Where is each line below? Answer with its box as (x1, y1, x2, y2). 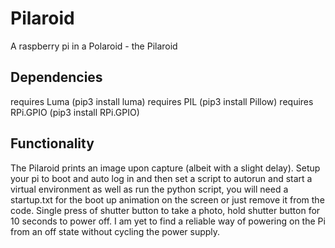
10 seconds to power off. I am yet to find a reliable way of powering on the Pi (10, 215, 326, 227)
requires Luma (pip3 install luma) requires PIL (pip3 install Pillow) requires (10, 95, 314, 107)
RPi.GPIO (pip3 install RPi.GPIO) (10, 106, 140, 118)
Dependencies (10, 69, 103, 86)
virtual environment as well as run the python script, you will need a (10, 183, 289, 195)
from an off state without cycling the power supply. (10, 225, 221, 237)
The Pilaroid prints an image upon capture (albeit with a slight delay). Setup (10, 162, 321, 174)
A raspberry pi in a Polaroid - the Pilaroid (10, 40, 178, 52)
